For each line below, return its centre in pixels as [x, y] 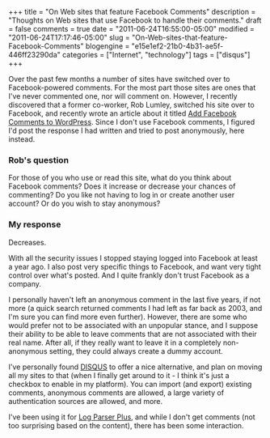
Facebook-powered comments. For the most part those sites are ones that [132, 87]
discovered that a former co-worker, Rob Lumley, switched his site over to [131, 105]
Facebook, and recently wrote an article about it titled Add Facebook [122, 113]
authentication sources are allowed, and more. [86, 401]
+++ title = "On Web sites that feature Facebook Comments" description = [132, 12]
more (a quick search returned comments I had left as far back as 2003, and [135, 308]
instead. [22, 139]
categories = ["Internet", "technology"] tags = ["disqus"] [156, 55]
